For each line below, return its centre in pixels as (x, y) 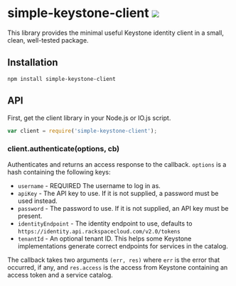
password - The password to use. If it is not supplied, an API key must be (123, 208)
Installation (33, 63)
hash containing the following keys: (59, 172)
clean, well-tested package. (48, 40)
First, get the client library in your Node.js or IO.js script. (89, 118)
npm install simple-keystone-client (61, 79)
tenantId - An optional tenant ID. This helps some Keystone (104, 238)
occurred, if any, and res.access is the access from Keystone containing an (118, 267)
